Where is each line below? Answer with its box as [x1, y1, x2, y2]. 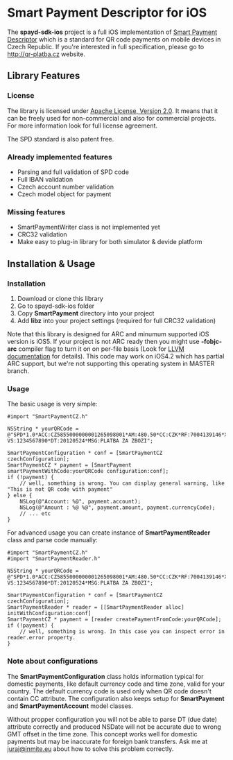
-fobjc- [200, 337, 222, 345]
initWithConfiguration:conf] [7, 610, 92, 617]
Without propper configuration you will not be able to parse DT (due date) [7, 715, 217, 723]
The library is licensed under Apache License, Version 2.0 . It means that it [7, 106, 218, 115]
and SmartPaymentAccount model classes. [7, 702, 134, 710]
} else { [7, 492, 33, 499]
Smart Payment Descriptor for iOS [7, 5, 207, 21]
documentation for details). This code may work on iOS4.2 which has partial [7, 352, 225, 360]
